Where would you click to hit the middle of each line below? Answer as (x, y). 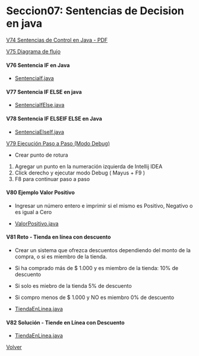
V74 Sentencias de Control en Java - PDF (57, 40)
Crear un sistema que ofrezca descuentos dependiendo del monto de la (103, 250)
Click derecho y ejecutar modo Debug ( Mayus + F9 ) (80, 173)
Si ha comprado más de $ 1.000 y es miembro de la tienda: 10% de (97, 268)
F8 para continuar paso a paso (52, 179)
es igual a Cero (33, 212)
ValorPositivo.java (37, 223)
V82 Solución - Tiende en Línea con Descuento (65, 322)
